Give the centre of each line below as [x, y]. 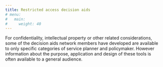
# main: [15, 19]
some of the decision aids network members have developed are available [82, 43]
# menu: [13, 14]
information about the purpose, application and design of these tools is [78, 54]
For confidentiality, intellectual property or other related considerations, [79, 38]
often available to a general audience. [44, 59]
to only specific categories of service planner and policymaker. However [80, 48]
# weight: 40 [23, 24]
